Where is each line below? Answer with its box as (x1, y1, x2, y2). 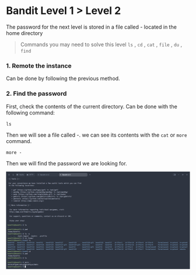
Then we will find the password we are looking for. (6, 159, 127, 167)
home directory (6, 29, 43, 36)
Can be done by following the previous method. (6, 75, 121, 82)
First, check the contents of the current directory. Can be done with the (6, 103, 178, 110)
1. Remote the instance (6, 61, 72, 69)
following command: (6, 109, 55, 116)
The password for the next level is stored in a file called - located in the (6, 23, 177, 30)
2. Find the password (6, 89, 67, 98)
